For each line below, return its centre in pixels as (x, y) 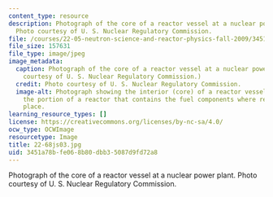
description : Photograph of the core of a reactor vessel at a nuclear (132, 24)
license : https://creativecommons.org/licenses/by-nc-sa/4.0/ (116, 122)
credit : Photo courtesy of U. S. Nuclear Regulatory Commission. (129, 84)
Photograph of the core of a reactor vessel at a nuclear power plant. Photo (133, 175)
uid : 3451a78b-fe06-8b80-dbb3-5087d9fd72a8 (83, 152)
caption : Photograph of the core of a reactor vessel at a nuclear (132, 69)
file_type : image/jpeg (47, 54)
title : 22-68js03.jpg (45, 144)
